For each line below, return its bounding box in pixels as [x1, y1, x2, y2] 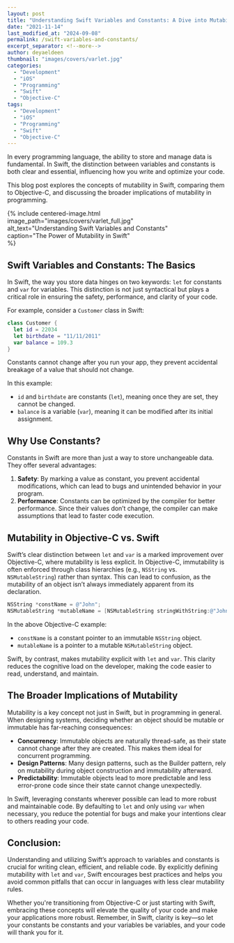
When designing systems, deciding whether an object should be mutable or [7, 715, 224, 724]
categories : [7, 62, 42, 69]
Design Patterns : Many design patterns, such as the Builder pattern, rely [17, 759, 226, 767]
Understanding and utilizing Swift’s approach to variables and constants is [7, 856, 220, 864]
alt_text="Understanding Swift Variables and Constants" [7, 224, 169, 232]
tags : [7, 101, 23, 108]
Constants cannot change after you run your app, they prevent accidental [7, 358, 218, 366]
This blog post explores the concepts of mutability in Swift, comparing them [7, 181, 225, 189]
